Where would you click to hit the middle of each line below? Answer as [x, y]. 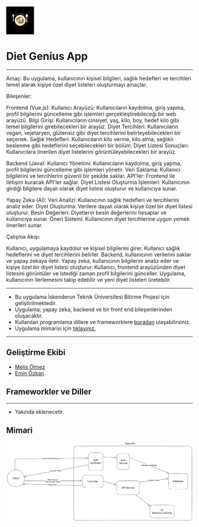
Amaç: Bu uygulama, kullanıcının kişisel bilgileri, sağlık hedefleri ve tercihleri [99, 78]
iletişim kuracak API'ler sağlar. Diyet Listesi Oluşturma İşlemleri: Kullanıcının [98, 182]
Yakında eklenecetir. [39, 412]
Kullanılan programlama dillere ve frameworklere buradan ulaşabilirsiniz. [102, 322]
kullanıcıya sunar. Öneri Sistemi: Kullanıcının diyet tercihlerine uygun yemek [98, 219]
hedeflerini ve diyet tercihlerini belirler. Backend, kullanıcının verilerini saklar [99, 254]
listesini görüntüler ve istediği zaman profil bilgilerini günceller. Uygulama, [96, 273]
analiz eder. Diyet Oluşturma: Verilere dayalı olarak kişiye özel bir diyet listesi [99, 206]
